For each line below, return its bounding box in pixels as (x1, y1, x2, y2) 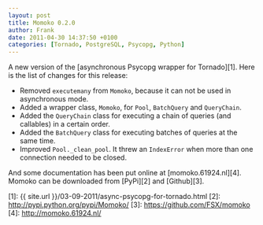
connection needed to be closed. (19, 153, 128, 162)
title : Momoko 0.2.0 (8, 19, 76, 27)
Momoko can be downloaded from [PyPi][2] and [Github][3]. (8, 176, 205, 186)
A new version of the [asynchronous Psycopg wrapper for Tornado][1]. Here (8, 62, 255, 72)
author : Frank (8, 26, 55, 34)
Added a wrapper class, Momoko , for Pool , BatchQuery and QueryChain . (19, 103, 242, 112)
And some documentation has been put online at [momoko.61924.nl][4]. (8, 168, 242, 178)
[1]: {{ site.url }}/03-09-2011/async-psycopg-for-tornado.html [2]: (8, 192, 220, 201)
